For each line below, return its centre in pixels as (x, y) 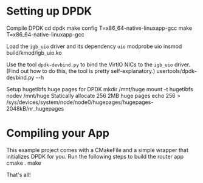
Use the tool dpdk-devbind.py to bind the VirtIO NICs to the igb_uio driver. (98, 64)
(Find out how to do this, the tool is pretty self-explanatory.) (81, 71)
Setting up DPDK (49, 11)
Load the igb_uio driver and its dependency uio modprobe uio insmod (94, 46)
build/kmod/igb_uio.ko (34, 52)
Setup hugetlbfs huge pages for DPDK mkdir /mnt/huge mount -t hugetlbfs (100, 89)
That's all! (19, 174)
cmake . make (24, 163)
